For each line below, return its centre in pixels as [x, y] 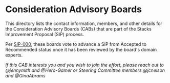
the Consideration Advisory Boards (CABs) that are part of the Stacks [79, 29]
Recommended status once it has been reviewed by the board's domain [81, 49]
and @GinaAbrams [26, 75]
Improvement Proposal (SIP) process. [45, 34]
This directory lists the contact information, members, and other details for [84, 23]
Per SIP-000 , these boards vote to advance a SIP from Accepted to [76, 44]
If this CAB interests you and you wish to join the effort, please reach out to [85, 65]
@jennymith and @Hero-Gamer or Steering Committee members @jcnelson [85, 70]
